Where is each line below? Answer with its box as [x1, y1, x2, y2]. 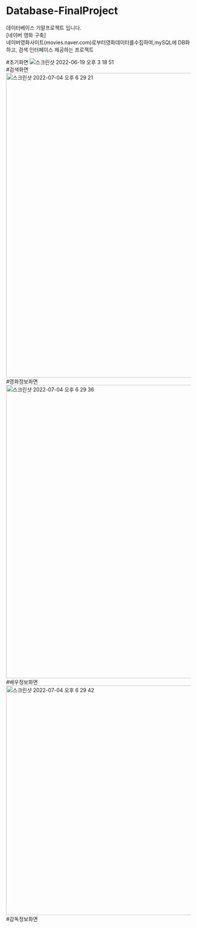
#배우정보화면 [6, 678, 38, 685]
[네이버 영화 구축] [6, 31, 46, 39]
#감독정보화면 [6, 915, 38, 922]
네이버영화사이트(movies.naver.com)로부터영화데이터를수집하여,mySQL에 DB [6, 39, 186, 46]
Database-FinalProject [6, 4, 118, 18]
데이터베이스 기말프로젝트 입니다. [6, 24, 82, 31]
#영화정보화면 [6, 378, 38, 385]
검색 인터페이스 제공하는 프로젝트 [18, 46, 94, 53]
